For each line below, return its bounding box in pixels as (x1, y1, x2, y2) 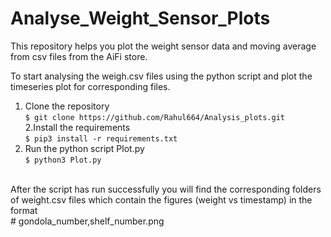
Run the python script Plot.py (24, 142, 145, 154)
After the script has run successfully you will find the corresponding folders (10, 183, 322, 195)
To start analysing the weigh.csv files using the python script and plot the (10, 70, 313, 82)
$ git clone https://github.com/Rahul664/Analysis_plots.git (24, 112, 286, 122)
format (10, 204, 38, 216)
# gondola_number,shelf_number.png (10, 215, 165, 227)
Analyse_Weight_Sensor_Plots (10, 7, 271, 30)
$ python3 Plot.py (24, 155, 102, 165)
